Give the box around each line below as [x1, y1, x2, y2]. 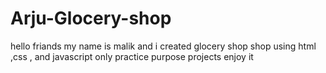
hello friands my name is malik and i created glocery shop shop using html [10, 40, 317, 52]
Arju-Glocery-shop [10, 7, 172, 30]
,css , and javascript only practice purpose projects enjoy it [10, 50, 254, 62]
